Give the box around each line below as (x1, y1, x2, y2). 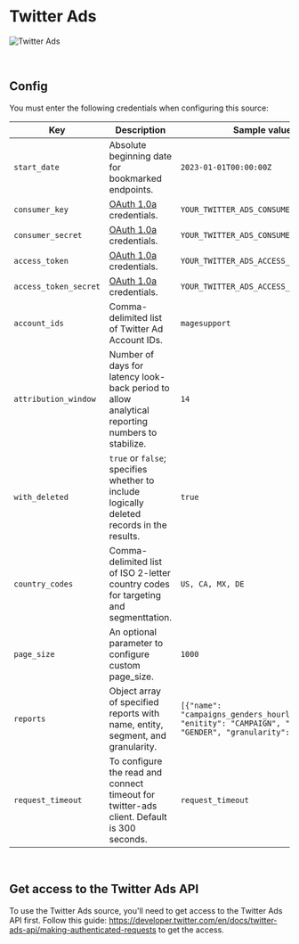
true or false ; (109, 452, 166, 464)
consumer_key (13, 204, 69, 215)
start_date (13, 162, 60, 172)
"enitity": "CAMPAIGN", (180, 718, 281, 728)
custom (109, 659, 141, 671)
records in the (109, 519, 167, 531)
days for (109, 359, 144, 372)
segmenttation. (109, 611, 172, 623)
